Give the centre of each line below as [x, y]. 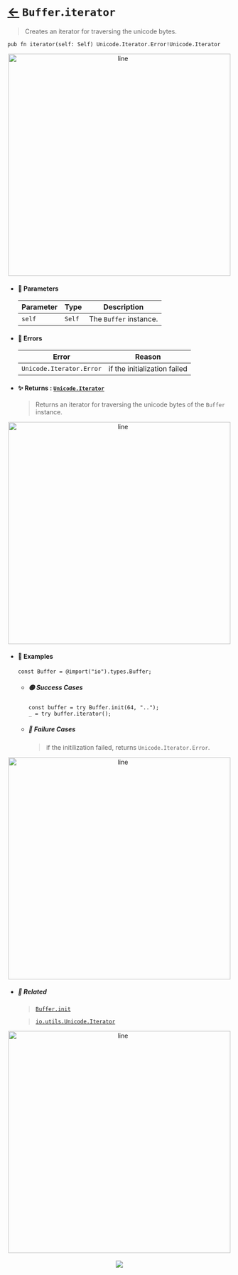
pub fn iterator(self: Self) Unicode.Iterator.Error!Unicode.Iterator [114, 44]
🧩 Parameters [38, 289]
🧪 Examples [35, 657]
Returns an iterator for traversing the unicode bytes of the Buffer [130, 404]
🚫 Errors [30, 338]
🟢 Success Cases [55, 688]
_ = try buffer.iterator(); [70, 714]
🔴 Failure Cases [52, 729]
